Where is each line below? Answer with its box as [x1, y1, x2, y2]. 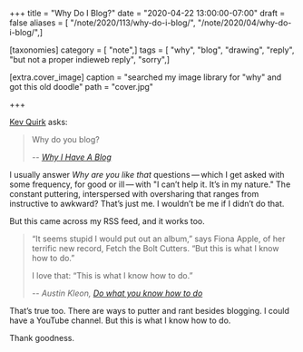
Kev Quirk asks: [9, 117, 68, 127]
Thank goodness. [9, 333, 75, 343]
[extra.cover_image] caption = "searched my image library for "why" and [9, 72, 282, 83]
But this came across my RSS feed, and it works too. [9, 216, 206, 226]
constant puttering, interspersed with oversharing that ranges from [9, 189, 259, 199]
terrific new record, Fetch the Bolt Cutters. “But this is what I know [31, 243, 279, 253]
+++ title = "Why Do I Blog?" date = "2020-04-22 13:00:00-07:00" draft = [9, 8, 286, 18]
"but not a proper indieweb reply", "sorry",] [9, 54, 171, 64]
